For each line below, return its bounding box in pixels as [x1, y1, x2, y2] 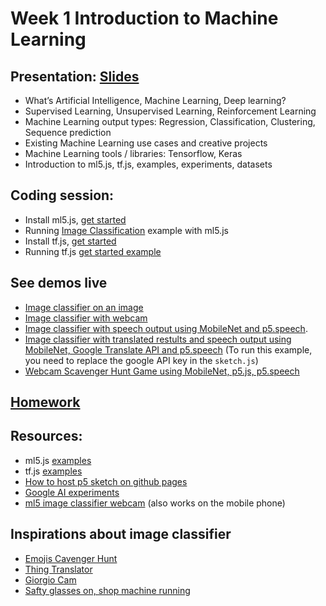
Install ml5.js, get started [24, 213, 127, 226]
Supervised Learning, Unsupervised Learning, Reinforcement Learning [24, 105, 317, 117]
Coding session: [10, 187, 115, 204]
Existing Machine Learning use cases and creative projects [24, 137, 268, 149]
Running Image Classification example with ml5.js [24, 224, 229, 236]
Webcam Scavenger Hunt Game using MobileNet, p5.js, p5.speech [24, 365, 300, 377]
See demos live [10, 275, 108, 292]
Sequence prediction [24, 127, 112, 138]
